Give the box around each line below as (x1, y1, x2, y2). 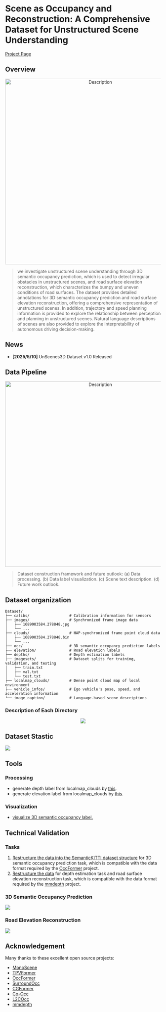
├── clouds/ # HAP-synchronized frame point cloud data (5, 630, 161, 636)
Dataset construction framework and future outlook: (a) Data (17, 571, 141, 577)
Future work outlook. (17, 581, 60, 587)
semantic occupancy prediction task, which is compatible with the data (12, 860, 157, 866)
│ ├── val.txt (5, 670, 39, 675)
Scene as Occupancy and (5, 3, 112, 14)
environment (5, 682, 30, 688)
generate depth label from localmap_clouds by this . (12, 785, 117, 791)
